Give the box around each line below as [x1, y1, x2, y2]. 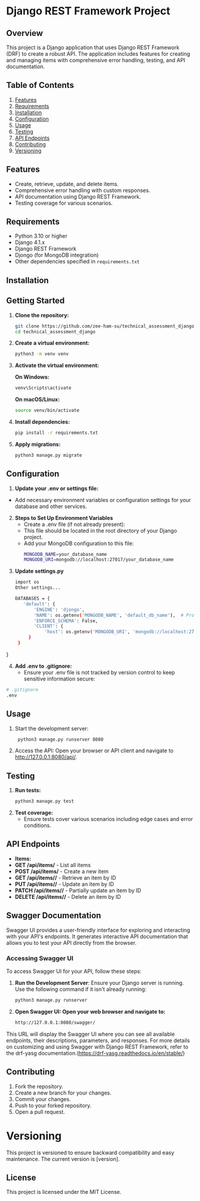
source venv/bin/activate [14, 408, 79, 413]
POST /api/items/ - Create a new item [14, 868, 109, 875]
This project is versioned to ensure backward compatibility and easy [6, 1149, 174, 1156]
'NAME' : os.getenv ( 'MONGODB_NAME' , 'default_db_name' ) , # [33, 612, 184, 618]
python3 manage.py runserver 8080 [17, 736, 104, 743]
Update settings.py [14, 567, 64, 575]
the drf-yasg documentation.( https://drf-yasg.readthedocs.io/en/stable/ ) [6, 1049, 185, 1057]
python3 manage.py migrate [14, 452, 82, 458]
